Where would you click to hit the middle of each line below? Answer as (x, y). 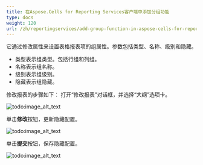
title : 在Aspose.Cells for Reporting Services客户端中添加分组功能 (88, 12)
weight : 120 (21, 23)
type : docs (20, 17)
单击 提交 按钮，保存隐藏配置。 (43, 144)
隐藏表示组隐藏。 (36, 82)
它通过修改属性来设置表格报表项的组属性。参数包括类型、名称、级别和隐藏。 (101, 46)
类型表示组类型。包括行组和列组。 (57, 59)
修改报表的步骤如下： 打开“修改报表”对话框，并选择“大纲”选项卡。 (89, 95)
